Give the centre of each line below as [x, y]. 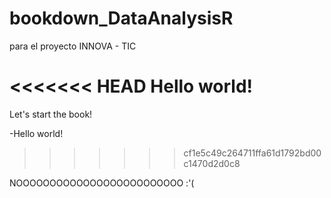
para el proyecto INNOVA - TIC [73, 46]
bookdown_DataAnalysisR [121, 18]
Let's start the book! [51, 114]
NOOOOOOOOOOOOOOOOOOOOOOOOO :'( [102, 183]
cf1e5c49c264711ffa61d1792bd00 [252, 153]
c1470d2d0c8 [212, 163]
